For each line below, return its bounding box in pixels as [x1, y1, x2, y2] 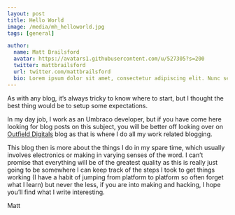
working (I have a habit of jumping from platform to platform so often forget [7, 172, 224, 181]
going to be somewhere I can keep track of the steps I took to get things [7, 165, 215, 174]
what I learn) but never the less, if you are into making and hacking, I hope [7, 180, 221, 188]
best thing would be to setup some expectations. [7, 101, 148, 110]
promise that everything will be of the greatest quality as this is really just [7, 158, 218, 166]
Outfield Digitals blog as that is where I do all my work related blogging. [7, 130, 213, 138]
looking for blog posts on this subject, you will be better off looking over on [7, 122, 224, 131]
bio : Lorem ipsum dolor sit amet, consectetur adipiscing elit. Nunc [13, 75, 220, 82]
